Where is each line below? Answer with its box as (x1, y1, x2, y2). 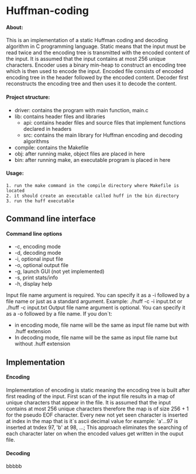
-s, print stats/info (14, 274, 59, 281)
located (6, 188, 25, 193)
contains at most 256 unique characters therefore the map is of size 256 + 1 (6, 405, 189, 412)
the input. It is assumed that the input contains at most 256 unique (6, 56, 166, 63)
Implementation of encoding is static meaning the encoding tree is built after (6, 386, 190, 393)
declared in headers (23, 125, 72, 132)
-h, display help (14, 281, 53, 288)
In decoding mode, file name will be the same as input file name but (14, 334, 178, 341)
